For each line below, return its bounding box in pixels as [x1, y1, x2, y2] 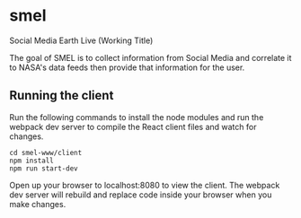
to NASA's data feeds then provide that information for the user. [9, 62, 245, 73]
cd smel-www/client [9, 148, 83, 157]
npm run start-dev [9, 163, 78, 173]
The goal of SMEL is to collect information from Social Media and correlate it [9, 52, 292, 63]
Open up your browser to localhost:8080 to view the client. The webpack [9, 179, 280, 190]
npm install [9, 156, 54, 165]
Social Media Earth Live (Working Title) [9, 35, 154, 46]
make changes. [9, 198, 66, 209]
